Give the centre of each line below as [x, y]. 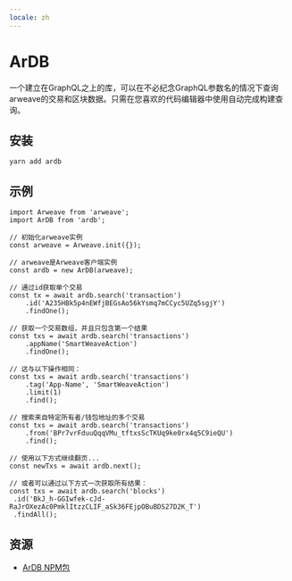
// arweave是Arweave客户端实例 [63, 263]
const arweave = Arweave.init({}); [75, 245]
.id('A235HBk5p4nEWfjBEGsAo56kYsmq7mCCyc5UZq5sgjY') [125, 303]
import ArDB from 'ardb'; [57, 220]
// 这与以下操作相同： [46, 369]
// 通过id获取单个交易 [46, 288]
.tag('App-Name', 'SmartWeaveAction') [97, 385]
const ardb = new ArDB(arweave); [71, 270]
